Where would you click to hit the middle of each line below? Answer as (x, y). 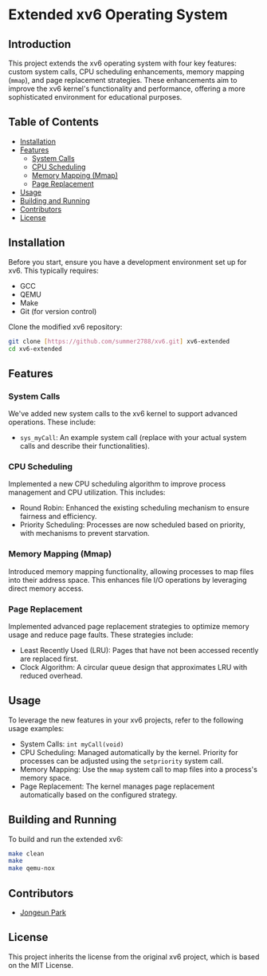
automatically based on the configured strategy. (98, 794)
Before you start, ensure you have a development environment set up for (128, 262)
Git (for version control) (58, 311)
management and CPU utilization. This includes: (87, 493)
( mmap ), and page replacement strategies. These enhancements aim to (123, 80)
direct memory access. (46, 588)
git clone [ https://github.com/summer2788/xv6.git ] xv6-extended (119, 341)
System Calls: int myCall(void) (72, 744)
